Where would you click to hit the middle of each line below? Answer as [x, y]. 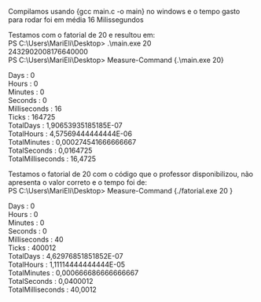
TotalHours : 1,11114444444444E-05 [67, 264]
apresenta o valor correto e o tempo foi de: [78, 182]
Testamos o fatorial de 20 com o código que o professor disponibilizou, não [131, 174]
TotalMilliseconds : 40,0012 [52, 289]
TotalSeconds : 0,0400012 [51, 281]
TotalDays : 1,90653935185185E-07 [66, 125]
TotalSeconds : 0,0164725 [50, 150]
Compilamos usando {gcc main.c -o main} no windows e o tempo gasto [124, 11]
